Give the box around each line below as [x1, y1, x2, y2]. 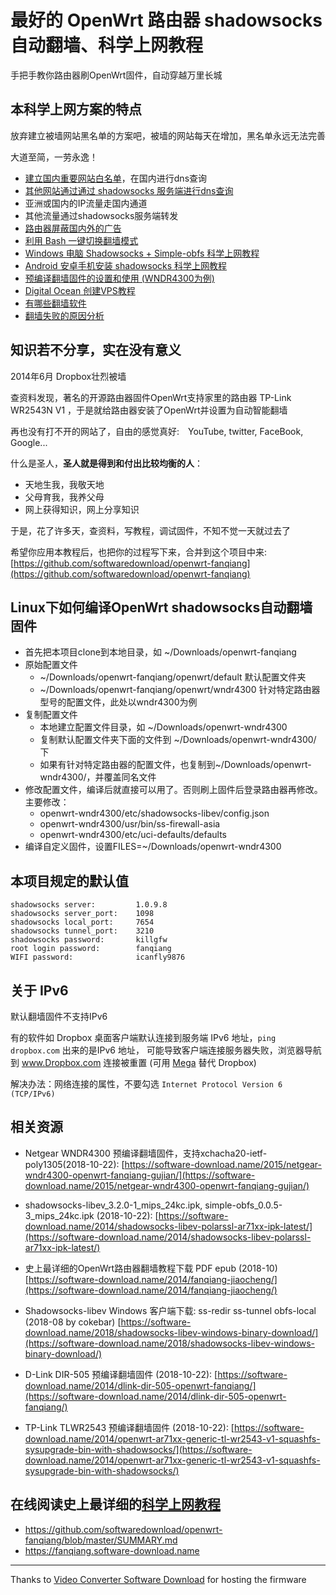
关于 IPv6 [10, 982, 69, 999]
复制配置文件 [24, 709, 78, 721]
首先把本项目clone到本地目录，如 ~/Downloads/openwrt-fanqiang [24, 646, 297, 658]
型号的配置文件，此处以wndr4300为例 [39, 696, 198, 708]
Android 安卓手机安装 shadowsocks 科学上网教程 [24, 259, 228, 271]
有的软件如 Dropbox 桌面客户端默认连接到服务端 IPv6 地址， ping [10, 1032, 277, 1043]
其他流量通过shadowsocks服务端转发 [24, 209, 179, 221]
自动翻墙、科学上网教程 [10, 34, 204, 57]
